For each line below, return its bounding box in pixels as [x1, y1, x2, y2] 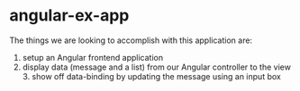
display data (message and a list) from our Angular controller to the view [22, 62, 291, 72]
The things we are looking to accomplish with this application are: [9, 35, 253, 45]
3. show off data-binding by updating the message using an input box [22, 70, 281, 81]
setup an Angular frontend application [22, 52, 164, 62]
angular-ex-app [9, 5, 130, 26]
